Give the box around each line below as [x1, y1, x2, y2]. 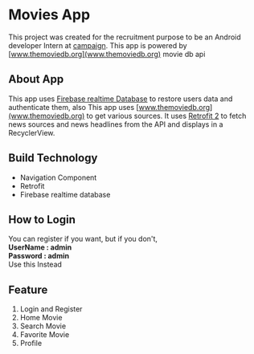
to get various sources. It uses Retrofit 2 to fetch [86, 111, 247, 120]
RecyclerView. [8, 128, 55, 137]
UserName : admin [8, 242, 72, 252]
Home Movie [19, 313, 63, 323]
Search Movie [19, 321, 67, 331]
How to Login [8, 213, 76, 226]
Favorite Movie [19, 330, 70, 340]
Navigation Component [19, 173, 97, 182]
